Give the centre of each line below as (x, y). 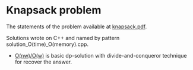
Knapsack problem (54, 10)
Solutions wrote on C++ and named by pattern (63, 38)
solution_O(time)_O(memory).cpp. (48, 44)
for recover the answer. (43, 62)
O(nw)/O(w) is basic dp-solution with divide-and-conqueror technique (101, 55)
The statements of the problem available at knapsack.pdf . (77, 26)
